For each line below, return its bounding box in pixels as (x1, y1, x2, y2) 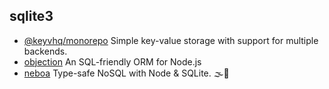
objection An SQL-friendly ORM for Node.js (23, 55, 202, 68)
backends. (23, 45, 68, 57)
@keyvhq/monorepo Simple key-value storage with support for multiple (23, 34, 319, 46)
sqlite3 (9, 8, 54, 25)
